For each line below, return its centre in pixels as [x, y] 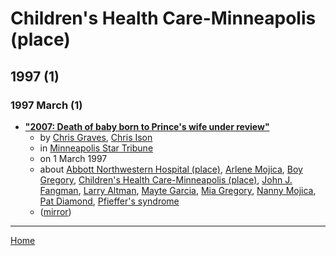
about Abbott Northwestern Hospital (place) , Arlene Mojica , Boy [171, 169]
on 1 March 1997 [73, 158]
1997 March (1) [46, 105]
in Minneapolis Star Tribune [96, 148]
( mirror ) [55, 211]
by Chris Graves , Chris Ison [96, 137]
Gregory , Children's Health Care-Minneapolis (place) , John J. [166, 179]
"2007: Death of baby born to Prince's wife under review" [147, 126]
